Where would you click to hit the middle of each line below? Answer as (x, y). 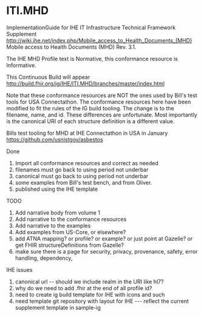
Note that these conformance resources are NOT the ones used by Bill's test (102, 95)
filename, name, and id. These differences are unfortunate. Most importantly (102, 115)
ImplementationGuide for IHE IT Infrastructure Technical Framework (91, 27)
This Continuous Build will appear (48, 77)
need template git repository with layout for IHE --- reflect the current (102, 301)
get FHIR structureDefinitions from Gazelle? (70, 245)
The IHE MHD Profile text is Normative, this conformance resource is (92, 59)
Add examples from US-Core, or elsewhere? (70, 232)
